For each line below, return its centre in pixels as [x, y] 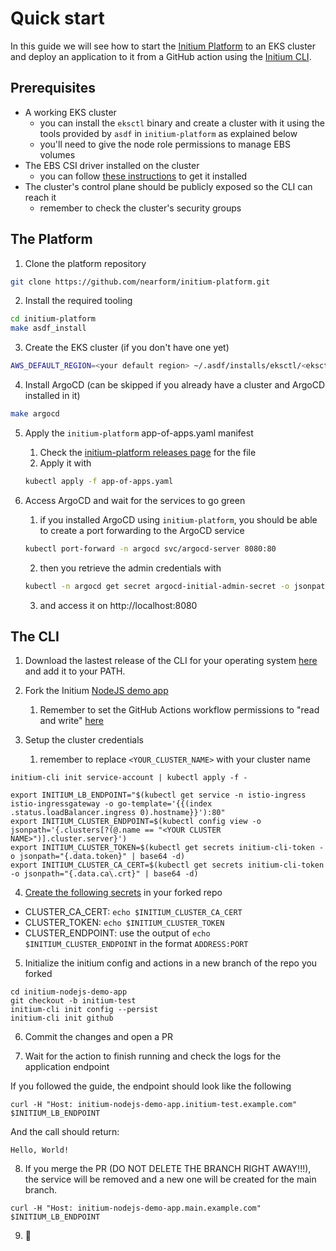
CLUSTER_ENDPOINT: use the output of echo [117, 933]
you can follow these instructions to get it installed [143, 176]
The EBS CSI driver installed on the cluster [112, 165]
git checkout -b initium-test [73, 1001]
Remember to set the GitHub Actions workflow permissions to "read [179, 710]
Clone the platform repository [85, 263]
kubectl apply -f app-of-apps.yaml [99, 481]
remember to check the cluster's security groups [140, 208]
